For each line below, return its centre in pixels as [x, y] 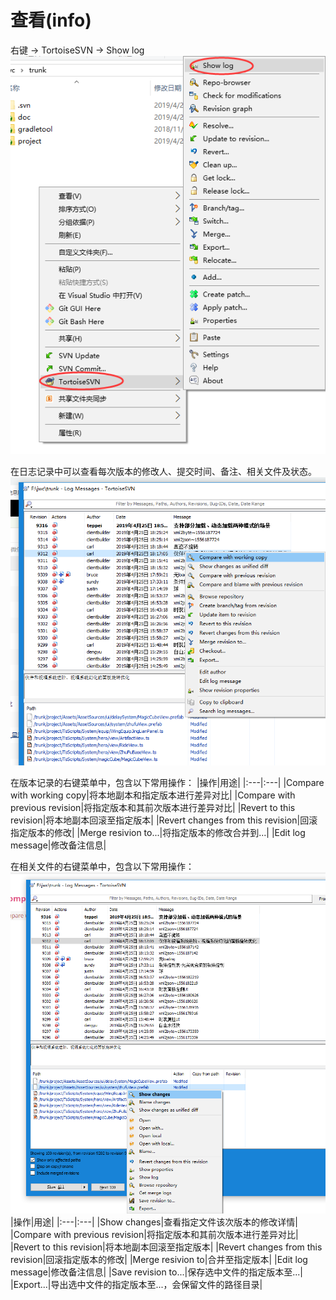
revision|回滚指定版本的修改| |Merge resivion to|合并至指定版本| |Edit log [159, 1260]
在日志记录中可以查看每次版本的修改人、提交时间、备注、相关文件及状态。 [163, 471]
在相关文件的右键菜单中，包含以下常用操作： [102, 867]
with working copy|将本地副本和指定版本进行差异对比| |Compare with [153, 795]
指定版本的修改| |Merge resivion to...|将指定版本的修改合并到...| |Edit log [158, 833]
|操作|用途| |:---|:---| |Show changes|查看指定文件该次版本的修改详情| [154, 1222]
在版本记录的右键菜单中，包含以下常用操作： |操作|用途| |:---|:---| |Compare [167, 783]
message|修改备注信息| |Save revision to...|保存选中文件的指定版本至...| [156, 1272]
